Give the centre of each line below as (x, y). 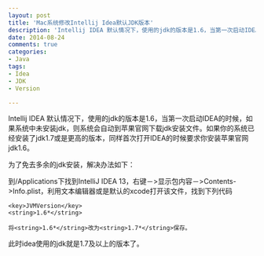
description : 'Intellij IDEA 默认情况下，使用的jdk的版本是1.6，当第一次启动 (126, 30)
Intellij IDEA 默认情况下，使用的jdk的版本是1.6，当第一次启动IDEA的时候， (127, 119)
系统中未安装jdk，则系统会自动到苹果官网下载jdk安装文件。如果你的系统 (131, 128)
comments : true (33, 45)
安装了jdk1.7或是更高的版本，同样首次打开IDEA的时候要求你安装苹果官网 (132, 138)
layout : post (29, 15)
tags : (17, 67)
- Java (19, 60)
